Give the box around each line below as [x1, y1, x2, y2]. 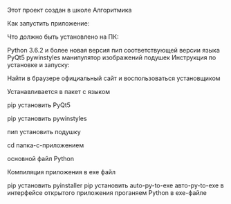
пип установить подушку [7, 128, 81, 136]
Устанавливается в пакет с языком [7, 88, 111, 95]
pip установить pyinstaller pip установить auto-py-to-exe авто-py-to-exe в [7, 181, 224, 189]
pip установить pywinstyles [7, 114, 88, 122]
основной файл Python [7, 155, 75, 163]
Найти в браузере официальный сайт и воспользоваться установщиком [7, 74, 221, 82]
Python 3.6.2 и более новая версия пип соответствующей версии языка [7, 46, 220, 54]
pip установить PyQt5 [7, 101, 71, 109]
